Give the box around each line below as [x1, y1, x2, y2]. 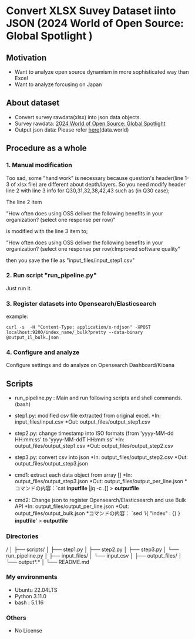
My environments [6, 573, 58, 581]
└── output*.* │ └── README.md [6, 558, 89, 565]
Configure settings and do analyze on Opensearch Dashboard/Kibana [6, 362, 175, 369]
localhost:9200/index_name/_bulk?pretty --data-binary [6, 329, 143, 336]
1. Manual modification [6, 161, 72, 169]
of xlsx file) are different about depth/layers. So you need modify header [11, 181, 186, 188]
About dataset [6, 98, 60, 108]
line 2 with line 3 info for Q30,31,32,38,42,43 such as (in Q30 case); [6, 187, 170, 194]
